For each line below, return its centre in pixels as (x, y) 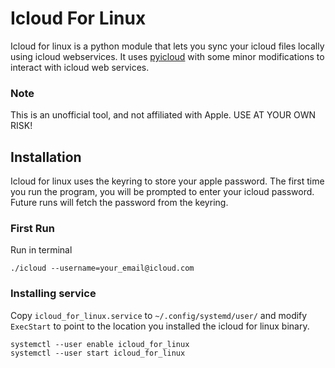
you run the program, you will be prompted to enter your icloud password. (162, 192)
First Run (32, 228)
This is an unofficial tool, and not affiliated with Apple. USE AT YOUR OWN (163, 115)
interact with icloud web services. (80, 67)
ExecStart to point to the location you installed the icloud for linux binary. (160, 326)
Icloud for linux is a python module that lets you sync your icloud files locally (167, 46)
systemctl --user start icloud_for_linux (98, 353)
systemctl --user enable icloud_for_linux (100, 344)
